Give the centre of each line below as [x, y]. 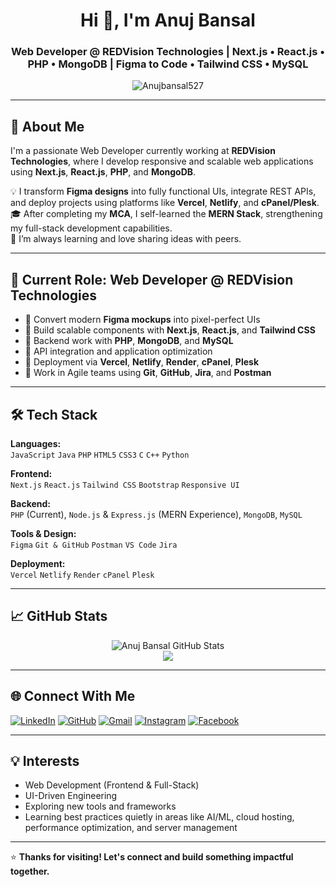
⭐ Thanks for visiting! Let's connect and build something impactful [152, 857]
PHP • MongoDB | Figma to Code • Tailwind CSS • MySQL [168, 64]
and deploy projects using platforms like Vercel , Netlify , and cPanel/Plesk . [165, 203]
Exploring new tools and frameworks [100, 806]
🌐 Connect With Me [73, 696]
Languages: [36, 443]
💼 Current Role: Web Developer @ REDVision [152, 279]
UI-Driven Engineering [71, 796]
